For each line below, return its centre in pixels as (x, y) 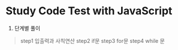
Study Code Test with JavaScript (89, 11)
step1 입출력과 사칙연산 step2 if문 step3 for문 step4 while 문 (93, 40)
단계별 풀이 (27, 28)
